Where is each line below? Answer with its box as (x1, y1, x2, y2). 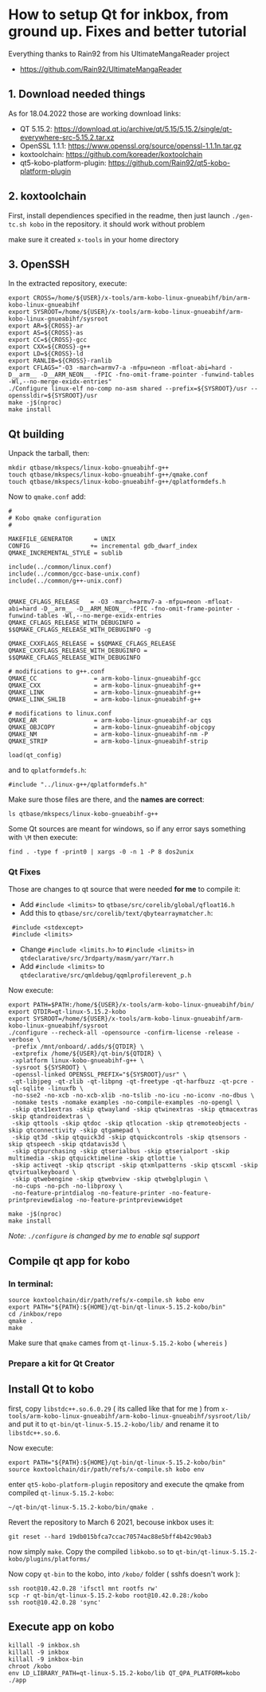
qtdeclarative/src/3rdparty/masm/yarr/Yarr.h (19, 955, 174, 963)
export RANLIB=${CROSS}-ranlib (8, 357, 112, 365)
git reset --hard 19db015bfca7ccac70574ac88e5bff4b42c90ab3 (8, 1533, 213, 1541)
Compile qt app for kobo (8, 1254, 131, 1268)
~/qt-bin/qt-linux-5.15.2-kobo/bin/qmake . (8, 1503, 155, 1511)
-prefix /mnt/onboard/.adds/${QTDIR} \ (11, 1042, 145, 1051)
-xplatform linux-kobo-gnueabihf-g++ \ (11, 1057, 145, 1065)
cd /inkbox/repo (8, 1310, 62, 1318)
